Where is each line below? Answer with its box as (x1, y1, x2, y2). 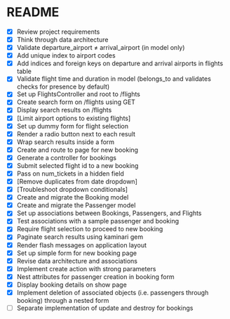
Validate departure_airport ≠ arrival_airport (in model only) (16, 44, 185, 52)
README (6, 4, 60, 20)
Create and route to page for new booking (16, 145, 138, 154)
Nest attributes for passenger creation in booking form (16, 272, 175, 281)
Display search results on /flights (16, 106, 112, 115)
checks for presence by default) (16, 82, 110, 91)
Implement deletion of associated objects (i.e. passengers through (16, 288, 209, 297)
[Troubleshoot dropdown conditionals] (16, 185, 128, 194)
